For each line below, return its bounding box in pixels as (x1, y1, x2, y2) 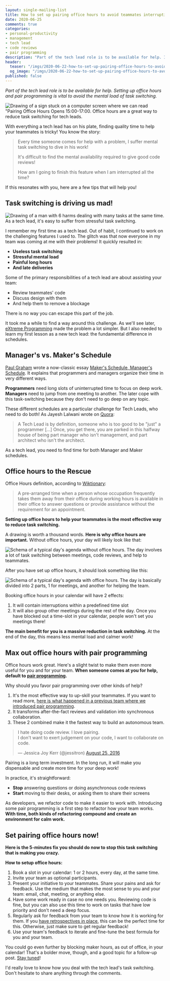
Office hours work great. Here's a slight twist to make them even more (5, 662, 152, 668)
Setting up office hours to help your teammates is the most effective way (5, 516, 162, 522)
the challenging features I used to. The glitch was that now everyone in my (5, 233, 161, 239)
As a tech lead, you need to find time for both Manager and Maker (5, 447, 143, 453)
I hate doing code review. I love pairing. (17, 729, 100, 735)
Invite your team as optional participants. (12, 874, 98, 881)
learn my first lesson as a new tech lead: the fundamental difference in (5, 331, 152, 337)
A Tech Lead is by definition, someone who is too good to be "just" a (17, 421, 161, 427)
